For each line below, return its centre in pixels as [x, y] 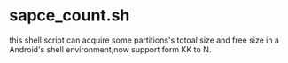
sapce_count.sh [70, 16]
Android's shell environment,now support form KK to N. [110, 49]
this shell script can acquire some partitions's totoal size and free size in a [144, 40]
